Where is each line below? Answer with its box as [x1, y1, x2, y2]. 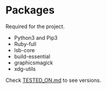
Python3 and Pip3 [14, 34, 58, 41]
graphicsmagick [14, 59, 53, 66]
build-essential [14, 53, 51, 60]
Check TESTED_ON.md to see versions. [5, 77, 101, 84]
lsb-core [14, 46, 35, 53]
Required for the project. [5, 23, 65, 30]
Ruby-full [14, 40, 36, 47]
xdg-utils [14, 65, 36, 72]
